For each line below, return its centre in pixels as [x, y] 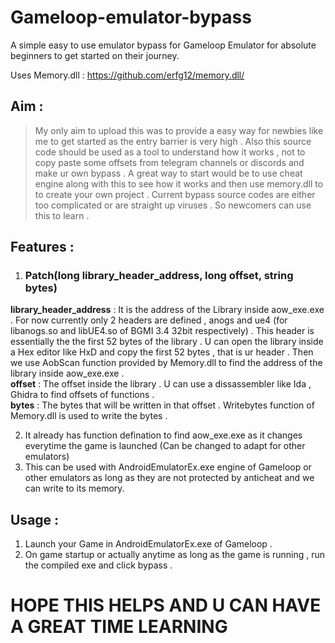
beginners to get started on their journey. [95, 55]
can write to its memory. [74, 488]
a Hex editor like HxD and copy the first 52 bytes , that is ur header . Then [162, 352]
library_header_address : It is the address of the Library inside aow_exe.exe [167, 310]
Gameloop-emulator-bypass [131, 17]
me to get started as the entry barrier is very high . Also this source [173, 141]
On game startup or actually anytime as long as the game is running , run [174, 555]
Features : [42, 247]
